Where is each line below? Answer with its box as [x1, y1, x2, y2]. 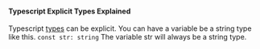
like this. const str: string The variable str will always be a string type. [8, 32, 247, 42]
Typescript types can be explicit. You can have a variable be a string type [8, 24, 252, 33]
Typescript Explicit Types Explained [8, 6, 131, 16]
